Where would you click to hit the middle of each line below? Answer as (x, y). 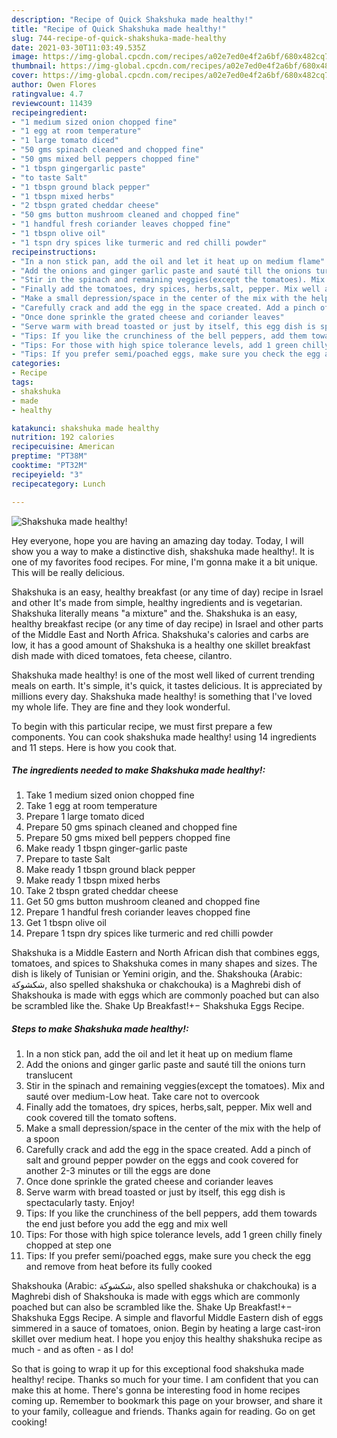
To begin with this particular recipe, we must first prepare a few (142, 726)
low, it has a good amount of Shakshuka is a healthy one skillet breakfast (161, 645)
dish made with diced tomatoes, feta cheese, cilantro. (122, 655)
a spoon (42, 1139)
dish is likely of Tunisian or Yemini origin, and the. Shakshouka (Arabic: (157, 974)
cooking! (29, 1422)
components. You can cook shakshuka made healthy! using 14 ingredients (164, 737)
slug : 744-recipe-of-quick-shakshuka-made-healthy (119, 38)
